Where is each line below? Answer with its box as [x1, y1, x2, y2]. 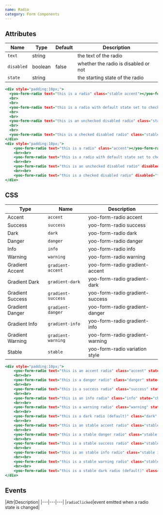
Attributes [5, 30, 36, 38]
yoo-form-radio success [88, 221, 146, 228]
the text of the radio [77, 52, 123, 59]
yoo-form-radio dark [88, 230, 137, 237]
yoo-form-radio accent [88, 214, 143, 220]
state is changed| [5, 504, 40, 510]
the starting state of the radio [77, 74, 144, 81]
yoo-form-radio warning [88, 253, 146, 260]
